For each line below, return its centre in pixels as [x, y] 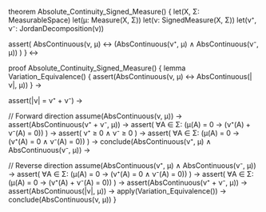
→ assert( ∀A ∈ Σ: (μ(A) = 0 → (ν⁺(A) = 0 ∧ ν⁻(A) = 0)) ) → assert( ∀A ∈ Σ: [131, 174]
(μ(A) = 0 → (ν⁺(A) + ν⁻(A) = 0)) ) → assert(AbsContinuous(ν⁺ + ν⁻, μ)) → [128, 182]
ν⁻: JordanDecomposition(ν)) [56, 28]
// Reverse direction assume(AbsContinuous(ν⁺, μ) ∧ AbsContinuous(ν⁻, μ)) [133, 166]
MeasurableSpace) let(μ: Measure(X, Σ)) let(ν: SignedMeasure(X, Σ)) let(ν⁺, [133, 20]
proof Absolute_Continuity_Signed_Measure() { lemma [97, 68]
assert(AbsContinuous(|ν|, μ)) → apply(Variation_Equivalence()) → [117, 191]
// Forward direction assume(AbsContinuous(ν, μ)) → [95, 116]
